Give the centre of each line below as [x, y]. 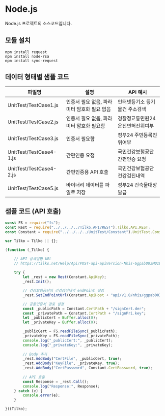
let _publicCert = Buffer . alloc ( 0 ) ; [60, 318]
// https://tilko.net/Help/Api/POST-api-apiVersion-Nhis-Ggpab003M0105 [89, 263]
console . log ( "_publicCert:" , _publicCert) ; [68, 340]
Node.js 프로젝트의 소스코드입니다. [39, 23]
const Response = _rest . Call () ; [56, 381]
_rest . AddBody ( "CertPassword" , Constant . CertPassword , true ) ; [88, 368]
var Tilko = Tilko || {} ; [31, 241]
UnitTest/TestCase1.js [33, 105]
